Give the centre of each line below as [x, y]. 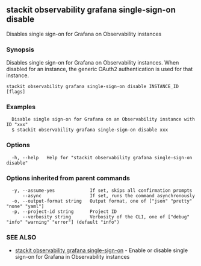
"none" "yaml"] [25, 206]
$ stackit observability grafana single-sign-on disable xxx [90, 130]
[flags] [16, 92]
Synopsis [20, 49]
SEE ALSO [21, 237]
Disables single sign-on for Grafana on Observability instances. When [93, 63]
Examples [21, 107]
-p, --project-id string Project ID [64, 212]
